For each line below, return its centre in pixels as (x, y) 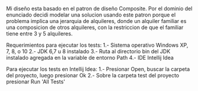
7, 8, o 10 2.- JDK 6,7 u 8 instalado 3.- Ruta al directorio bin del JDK (88, 51)
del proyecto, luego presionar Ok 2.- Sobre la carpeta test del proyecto (93, 75)
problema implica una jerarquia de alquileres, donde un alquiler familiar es (96, 21)
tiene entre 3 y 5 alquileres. (39, 34)
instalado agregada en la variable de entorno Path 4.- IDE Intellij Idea (90, 58)
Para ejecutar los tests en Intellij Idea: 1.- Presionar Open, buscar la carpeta (98, 69)
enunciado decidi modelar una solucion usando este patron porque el (91, 15)
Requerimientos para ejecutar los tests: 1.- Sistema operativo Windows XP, (97, 45)
